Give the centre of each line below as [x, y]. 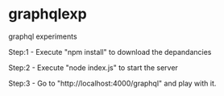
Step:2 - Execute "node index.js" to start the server [93, 67]
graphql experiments [43, 36]
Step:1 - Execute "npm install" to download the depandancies [110, 52]
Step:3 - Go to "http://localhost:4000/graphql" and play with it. [112, 83]
